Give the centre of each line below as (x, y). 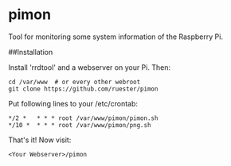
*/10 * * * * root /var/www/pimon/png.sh (80, 125)
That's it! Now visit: (40, 140)
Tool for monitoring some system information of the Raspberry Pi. (115, 37)
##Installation (31, 52)
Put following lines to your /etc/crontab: (73, 103)
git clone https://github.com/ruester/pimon (83, 89)
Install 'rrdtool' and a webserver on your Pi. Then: (90, 67)
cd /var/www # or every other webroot (74, 82)
